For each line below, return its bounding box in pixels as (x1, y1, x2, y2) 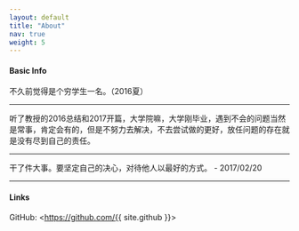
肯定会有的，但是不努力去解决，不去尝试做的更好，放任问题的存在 (39, 124, 282, 135)
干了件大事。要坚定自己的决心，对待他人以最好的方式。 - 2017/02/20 (9, 163, 263, 173)
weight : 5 (9, 37, 46, 47)
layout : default (9, 12, 69, 22)
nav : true (9, 29, 46, 38)
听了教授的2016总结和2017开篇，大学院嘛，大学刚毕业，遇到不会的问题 (9, 113, 271, 124)
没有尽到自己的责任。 (16, 135, 95, 147)
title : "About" (9, 21, 66, 30)
